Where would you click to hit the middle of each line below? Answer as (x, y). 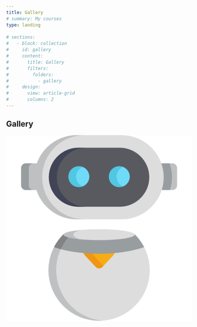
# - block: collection (37, 44)
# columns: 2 (30, 100)
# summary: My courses (34, 19)
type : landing (24, 25)
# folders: (30, 75)
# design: (24, 87)
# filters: (27, 68)
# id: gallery (29, 50)
